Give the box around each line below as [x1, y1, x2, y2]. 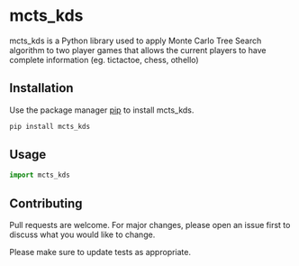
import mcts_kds [9, 170, 70, 180]
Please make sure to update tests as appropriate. [9, 247, 192, 258]
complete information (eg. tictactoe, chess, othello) [9, 54, 200, 65]
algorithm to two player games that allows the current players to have [9, 44, 267, 55]
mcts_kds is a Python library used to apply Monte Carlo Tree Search [9, 35, 262, 46]
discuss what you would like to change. [9, 229, 156, 240]
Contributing [9, 196, 83, 211]
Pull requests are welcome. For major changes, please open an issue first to [9, 220, 291, 231]
